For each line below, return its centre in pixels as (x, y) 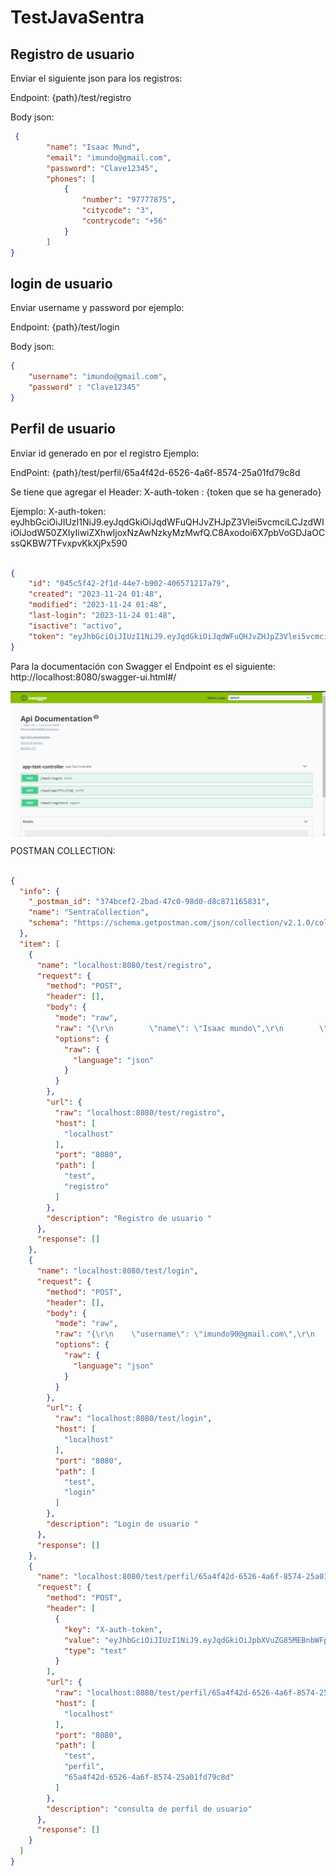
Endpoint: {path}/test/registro (71, 97)
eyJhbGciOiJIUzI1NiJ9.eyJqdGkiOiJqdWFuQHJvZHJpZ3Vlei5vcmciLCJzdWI (167, 522)
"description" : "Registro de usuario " (129, 1218)
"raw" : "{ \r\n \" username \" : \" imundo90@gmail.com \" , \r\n (184, 1334)
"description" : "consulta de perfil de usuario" (149, 1809)
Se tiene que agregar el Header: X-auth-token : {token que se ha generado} (166, 492)
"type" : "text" (95, 1651)
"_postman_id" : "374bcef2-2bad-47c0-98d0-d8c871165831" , (149, 902)
